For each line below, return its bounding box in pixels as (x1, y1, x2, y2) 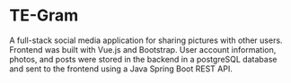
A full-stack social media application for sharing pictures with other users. (9, 35, 283, 46)
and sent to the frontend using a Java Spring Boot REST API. (9, 63, 234, 74)
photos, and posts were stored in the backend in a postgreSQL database (9, 54, 278, 64)
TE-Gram (9, 5, 79, 26)
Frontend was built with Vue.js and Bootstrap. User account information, (9, 44, 277, 54)
